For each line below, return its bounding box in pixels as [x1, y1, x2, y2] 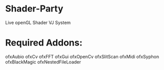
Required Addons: [5, 37, 83, 48]
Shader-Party [5, 3, 64, 14]
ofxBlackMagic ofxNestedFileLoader [5, 58, 81, 65]
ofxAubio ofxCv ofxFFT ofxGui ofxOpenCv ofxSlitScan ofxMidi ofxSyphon [5, 53, 159, 59]
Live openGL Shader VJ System [5, 19, 71, 25]
